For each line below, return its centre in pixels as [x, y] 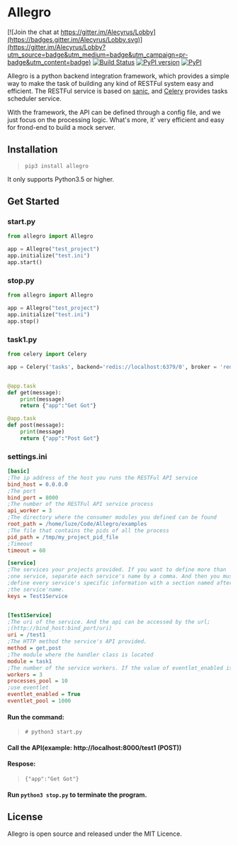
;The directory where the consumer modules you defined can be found [112, 518]
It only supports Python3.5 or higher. [61, 179]
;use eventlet [28, 688]
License [25, 817]
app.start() [25, 263]
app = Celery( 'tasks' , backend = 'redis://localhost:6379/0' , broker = [112, 367]
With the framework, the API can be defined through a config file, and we [114, 112]
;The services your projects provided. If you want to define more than [117, 570]
